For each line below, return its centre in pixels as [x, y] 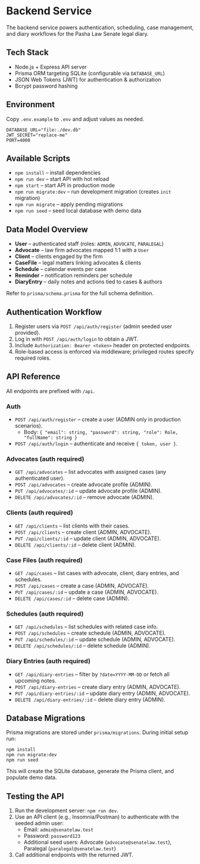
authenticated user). [40, 478]
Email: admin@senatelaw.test [59, 829]
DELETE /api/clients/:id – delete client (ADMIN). [75, 545]
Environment [31, 105]
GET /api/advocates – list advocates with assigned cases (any [90, 472]
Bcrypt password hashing [46, 86]
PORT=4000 [18, 140]
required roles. [33, 358]
